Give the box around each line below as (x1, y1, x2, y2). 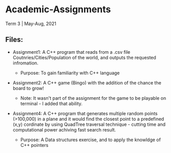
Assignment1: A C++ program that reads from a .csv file (12, 49, 131, 55)
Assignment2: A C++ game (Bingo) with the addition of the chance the (12, 79, 161, 85)
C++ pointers (20, 142, 49, 148)
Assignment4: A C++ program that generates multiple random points (12, 110, 158, 116)
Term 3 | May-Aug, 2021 (5, 20, 56, 27)
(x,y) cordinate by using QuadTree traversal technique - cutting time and (12, 121, 166, 127)
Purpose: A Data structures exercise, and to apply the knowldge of (20, 137, 161, 143)
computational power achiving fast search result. (12, 126, 116, 133)
